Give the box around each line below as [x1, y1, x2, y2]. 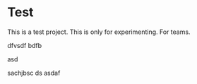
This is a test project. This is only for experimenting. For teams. [7, 28, 191, 36]
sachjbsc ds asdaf [7, 68, 61, 77]
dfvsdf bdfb [7, 41, 42, 49]
